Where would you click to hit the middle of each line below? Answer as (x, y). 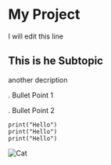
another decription (38, 79)
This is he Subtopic (56, 61)
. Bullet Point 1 (31, 95)
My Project (44, 15)
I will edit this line (36, 36)
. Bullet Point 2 (31, 110)
